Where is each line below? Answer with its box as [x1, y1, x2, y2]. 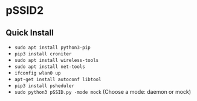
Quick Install [5, 28, 54, 38]
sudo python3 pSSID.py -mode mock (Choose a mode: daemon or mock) [14, 88, 192, 95]
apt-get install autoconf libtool [14, 76, 102, 82]
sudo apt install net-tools [14, 64, 85, 70]
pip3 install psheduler [14, 83, 75, 89]
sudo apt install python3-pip [14, 44, 91, 50]
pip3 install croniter [14, 51, 72, 57]
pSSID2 [5, 4, 44, 17]
